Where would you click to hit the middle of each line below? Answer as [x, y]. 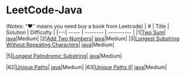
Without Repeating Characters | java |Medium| [60, 45]
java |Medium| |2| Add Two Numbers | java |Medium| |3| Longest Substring [93, 38]
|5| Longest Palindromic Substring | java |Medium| [64, 56]
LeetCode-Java [44, 10]
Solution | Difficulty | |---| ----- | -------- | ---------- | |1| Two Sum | [86, 32]
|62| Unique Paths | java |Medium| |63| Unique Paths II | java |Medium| [87, 67]
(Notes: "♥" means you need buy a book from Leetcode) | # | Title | [88, 26]
